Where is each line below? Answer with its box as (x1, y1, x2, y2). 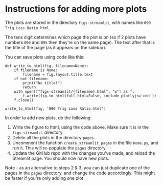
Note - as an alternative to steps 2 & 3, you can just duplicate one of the (5, 165, 150, 170)
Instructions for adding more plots (5, 3, 147, 15)
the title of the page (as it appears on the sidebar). (5, 44, 107, 50)
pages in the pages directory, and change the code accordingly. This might (5, 170, 155, 176)
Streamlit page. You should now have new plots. (12, 155, 109, 161)
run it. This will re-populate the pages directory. (12, 145, 107, 151)
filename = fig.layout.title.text (23, 72, 93, 77)
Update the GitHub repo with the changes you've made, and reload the (12, 150, 155, 156)
